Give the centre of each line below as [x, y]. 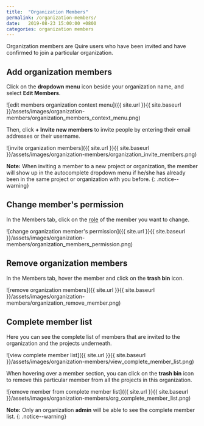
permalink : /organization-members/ [51, 18]
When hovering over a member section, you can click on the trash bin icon [100, 373]
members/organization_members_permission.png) [69, 244]
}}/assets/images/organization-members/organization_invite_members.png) [102, 154]
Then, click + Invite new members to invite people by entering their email [98, 130]
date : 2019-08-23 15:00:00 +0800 [51, 23]
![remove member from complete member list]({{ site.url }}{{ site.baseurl [97, 391]
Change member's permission [65, 205]
